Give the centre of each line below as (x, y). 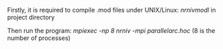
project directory (31, 17)
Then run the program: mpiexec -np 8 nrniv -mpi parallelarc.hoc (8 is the (111, 31)
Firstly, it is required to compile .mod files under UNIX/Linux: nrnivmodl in (111, 10)
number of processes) (39, 38)
